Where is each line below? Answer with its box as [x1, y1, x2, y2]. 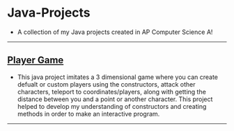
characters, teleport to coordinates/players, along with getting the [17, 87, 207, 96]
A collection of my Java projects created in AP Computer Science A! [17, 28, 213, 36]
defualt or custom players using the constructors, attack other [17, 80, 196, 88]
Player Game [7, 54, 64, 67]
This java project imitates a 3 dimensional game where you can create [17, 73, 218, 81]
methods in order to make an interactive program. [17, 110, 160, 118]
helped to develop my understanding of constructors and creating [17, 102, 207, 110]
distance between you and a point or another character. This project [17, 95, 213, 103]
